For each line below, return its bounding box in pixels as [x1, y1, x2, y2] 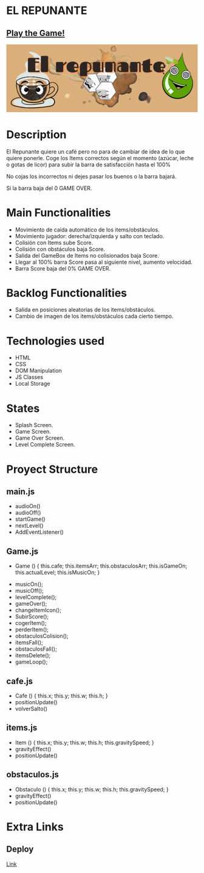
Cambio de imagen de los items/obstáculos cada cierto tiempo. [15, 313, 174, 320]
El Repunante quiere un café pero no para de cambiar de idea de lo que [6, 147, 185, 155]
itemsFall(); [15, 639, 44, 646]
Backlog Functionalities [6, 286, 127, 300]
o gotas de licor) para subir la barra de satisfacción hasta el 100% [6, 161, 171, 168]
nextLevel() [15, 522, 44, 529]
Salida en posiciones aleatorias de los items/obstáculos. [15, 306, 156, 314]
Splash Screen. [15, 422, 53, 429]
